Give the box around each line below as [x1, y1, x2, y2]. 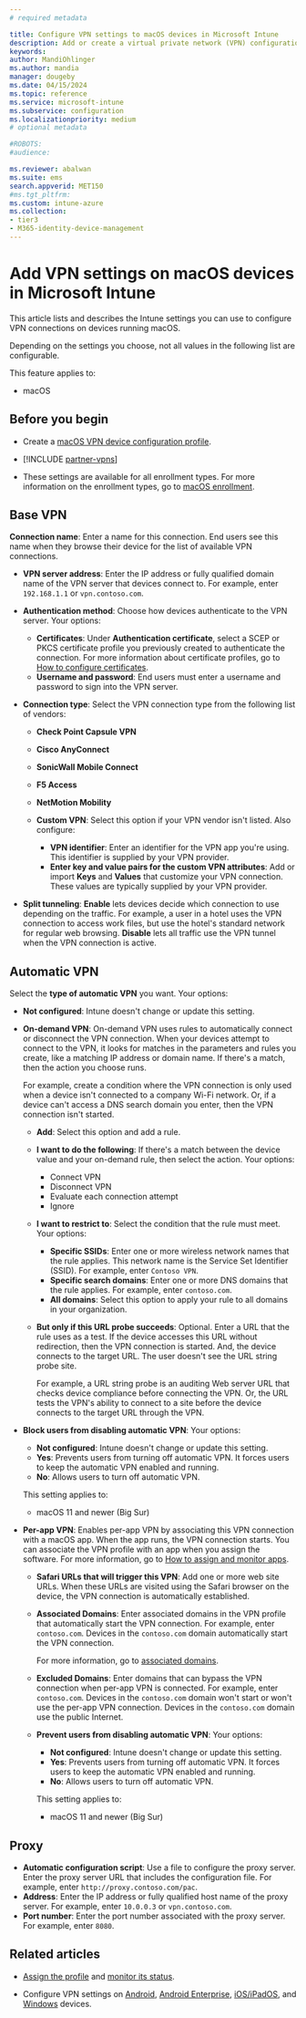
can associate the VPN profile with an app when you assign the [22, 1544, 260, 1555]
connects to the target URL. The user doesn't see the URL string [36, 1351, 278, 1362]
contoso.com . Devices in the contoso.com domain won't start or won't [36, 1692, 292, 1703]
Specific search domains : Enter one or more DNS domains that [49, 1274, 289, 1286]
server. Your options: [22, 615, 102, 626]
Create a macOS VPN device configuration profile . [22, 435, 212, 447]
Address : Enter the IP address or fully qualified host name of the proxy [22, 1891, 289, 1902]
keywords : [9, 47, 47, 56]
